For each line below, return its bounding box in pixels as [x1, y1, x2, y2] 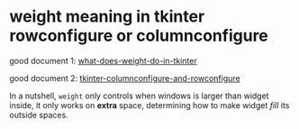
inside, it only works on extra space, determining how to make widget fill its [9, 99, 290, 110]
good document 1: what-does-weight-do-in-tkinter [9, 55, 197, 66]
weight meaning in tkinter [9, 6, 205, 27]
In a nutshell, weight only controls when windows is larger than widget [9, 90, 269, 101]
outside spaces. [9, 109, 69, 120]
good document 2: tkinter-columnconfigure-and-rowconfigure [9, 72, 240, 83]
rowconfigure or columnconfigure [9, 25, 268, 46]
